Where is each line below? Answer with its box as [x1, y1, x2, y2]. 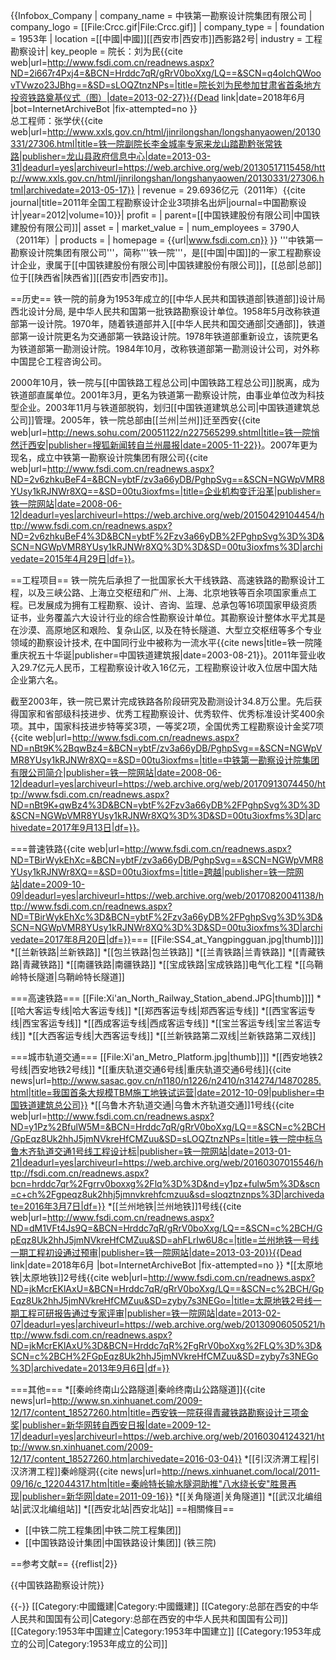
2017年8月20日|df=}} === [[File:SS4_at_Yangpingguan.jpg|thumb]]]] [44, 934, 324, 945]
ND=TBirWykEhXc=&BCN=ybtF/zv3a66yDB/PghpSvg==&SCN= [10, 854, 273, 866]
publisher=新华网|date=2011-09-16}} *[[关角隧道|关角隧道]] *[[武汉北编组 [21, 1490, 323, 1502]
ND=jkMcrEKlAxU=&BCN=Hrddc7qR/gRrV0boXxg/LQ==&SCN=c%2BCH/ [10, 1283, 313, 1294]
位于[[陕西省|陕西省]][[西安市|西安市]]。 [10, 272, 174, 283]
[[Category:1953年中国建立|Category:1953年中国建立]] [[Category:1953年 [10, 1625, 313, 1637]
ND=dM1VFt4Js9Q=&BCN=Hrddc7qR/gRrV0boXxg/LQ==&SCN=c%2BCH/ [10, 1222, 317, 1234]
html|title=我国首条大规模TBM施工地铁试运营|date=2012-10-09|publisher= [10, 1087, 317, 1098]
